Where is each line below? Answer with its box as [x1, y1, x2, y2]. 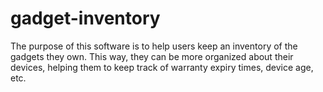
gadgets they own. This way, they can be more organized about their [10, 50, 294, 62]
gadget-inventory [10, 7, 161, 30]
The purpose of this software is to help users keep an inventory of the [10, 40, 298, 52]
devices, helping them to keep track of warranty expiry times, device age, [10, 61, 314, 73]
